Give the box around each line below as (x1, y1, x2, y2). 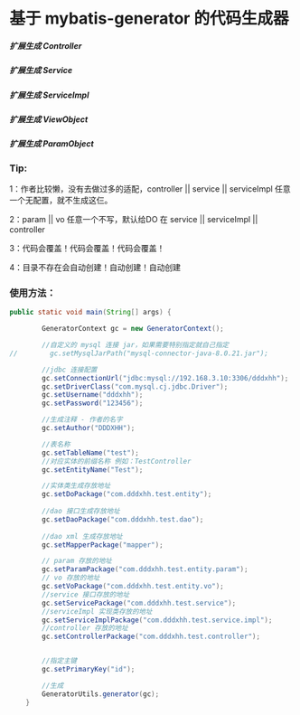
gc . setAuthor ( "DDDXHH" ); (42, 424, 136, 433)
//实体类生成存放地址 (42, 481, 111, 491)
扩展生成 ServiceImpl (9, 89, 89, 100)
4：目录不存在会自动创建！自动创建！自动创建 (9, 262, 182, 273)
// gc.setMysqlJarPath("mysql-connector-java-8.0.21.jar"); (9, 349, 269, 358)
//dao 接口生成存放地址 (42, 507, 120, 516)
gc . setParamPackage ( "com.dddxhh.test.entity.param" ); (42, 565, 248, 574)
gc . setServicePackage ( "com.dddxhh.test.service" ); (42, 598, 237, 607)
